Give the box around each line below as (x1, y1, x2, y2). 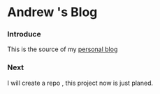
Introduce (7, 29, 41, 39)
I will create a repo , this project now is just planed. (7, 79, 154, 87)
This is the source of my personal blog (7, 45, 118, 53)
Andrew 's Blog (7, 4, 98, 20)
